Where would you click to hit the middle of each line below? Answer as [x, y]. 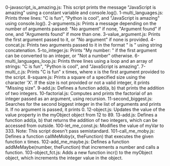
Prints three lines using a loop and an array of [105, 61]
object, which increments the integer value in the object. [64, 158]
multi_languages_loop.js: [31, 61]
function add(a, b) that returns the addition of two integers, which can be [81, 120]
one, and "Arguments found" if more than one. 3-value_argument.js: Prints [83, 34]
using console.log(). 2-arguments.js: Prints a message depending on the [81, 23]
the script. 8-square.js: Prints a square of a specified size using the [75, 77]
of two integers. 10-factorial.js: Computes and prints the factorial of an [79, 93]
